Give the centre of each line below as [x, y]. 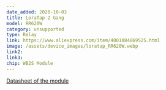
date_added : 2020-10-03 [37, 12]
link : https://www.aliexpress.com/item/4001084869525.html [83, 40]
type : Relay [21, 35]
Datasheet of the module [38, 81]
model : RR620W [25, 23]
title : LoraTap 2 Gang [35, 18]
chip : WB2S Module [30, 63]
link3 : [15, 58]
